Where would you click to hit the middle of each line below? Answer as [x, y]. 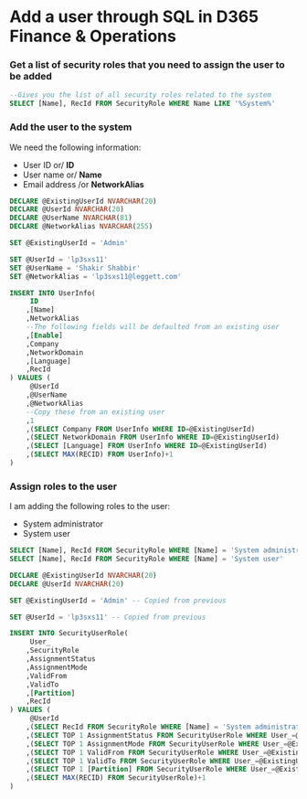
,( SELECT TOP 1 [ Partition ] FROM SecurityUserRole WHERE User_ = [151, 770]
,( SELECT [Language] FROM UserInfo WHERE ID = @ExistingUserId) [147, 446]
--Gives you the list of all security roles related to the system [141, 95]
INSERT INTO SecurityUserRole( [69, 634]
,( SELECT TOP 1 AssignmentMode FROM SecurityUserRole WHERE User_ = [157, 744]
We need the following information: [75, 147]
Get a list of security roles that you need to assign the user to [147, 65]
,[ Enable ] [45, 336]
